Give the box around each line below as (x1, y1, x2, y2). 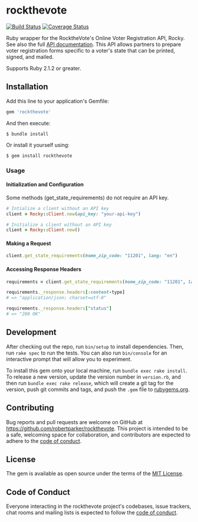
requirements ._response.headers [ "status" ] (6, 306, 112, 311)
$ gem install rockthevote (6, 153, 72, 159)
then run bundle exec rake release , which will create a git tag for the (6, 379, 174, 386)
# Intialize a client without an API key (6, 205, 110, 211)
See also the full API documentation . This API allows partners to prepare (6, 41, 181, 48)
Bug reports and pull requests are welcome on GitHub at (6, 418, 143, 425)
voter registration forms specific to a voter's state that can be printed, (6, 47, 176, 54)
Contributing (6, 403, 54, 413)
